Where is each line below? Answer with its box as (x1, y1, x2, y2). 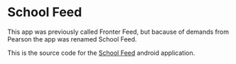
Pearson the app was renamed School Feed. (7, 34, 137, 43)
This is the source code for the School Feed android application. (7, 49, 195, 57)
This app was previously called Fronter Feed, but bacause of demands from (7, 27, 230, 36)
